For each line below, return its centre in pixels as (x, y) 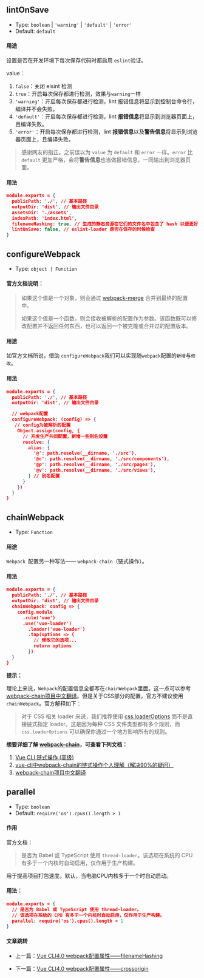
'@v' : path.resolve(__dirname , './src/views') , (94, 470)
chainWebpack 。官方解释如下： (44, 703)
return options (52, 646)
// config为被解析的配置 (42, 425)
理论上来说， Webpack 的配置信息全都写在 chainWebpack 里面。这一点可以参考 (99, 688)
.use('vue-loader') (47, 623)
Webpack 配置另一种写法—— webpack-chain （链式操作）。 (77, 562)
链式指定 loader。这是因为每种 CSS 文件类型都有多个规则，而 (103, 724)
